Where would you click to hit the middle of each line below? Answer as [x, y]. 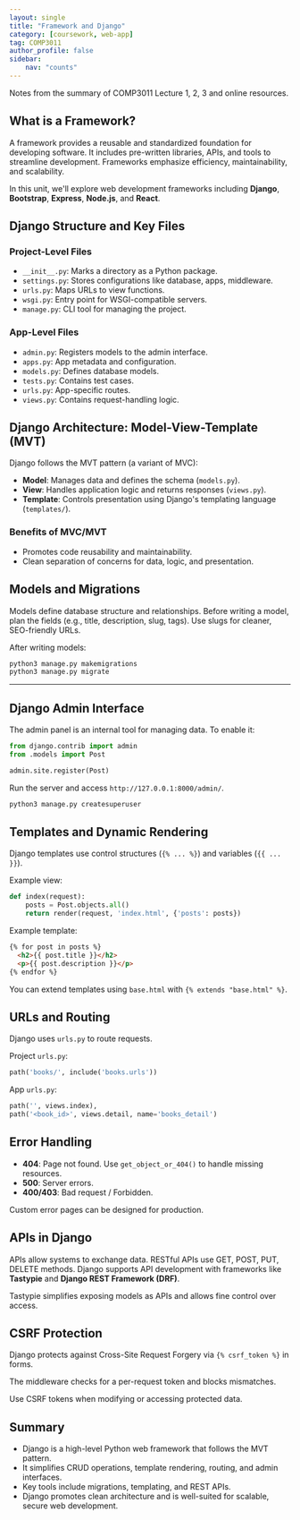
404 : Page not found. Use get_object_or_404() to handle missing [142, 1164]
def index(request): [48, 897]
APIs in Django [50, 1238]
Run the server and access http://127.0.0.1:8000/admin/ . [117, 788]
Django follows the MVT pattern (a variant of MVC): [104, 463]
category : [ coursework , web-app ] [71, 34]
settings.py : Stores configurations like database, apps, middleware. [148, 281]
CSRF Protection [56, 1333]
